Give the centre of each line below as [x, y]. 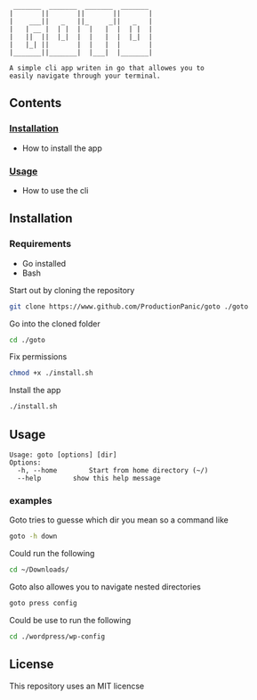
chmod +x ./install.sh [51, 373]
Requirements [40, 244]
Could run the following [52, 554]
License [32, 665]
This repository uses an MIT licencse [77, 686]
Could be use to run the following [70, 620]
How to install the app [62, 148]
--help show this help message [89, 478]
